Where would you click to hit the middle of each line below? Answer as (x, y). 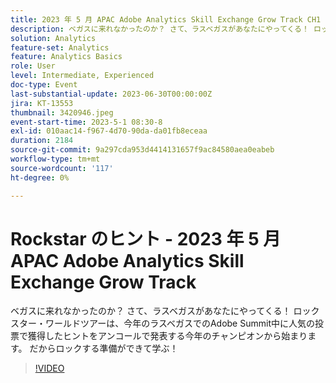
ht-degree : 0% (40, 177)
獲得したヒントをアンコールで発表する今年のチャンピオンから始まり (167, 336)
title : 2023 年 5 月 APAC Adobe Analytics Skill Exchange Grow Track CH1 (166, 19)
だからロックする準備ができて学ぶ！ (104, 348)
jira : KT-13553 (42, 103)
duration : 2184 (42, 141)
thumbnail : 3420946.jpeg (62, 112)
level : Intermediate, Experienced (82, 76)
